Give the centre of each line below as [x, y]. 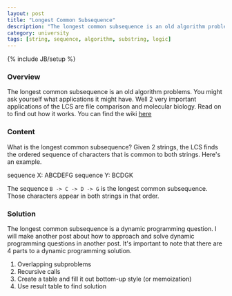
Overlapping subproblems [54, 264]
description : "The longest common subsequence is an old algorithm [106, 26]
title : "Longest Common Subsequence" [61, 20]
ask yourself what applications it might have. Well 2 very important [102, 99]
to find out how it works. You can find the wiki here [79, 114]
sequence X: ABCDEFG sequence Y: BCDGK [70, 175]
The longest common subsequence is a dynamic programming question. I [112, 229]
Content [21, 132]
